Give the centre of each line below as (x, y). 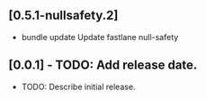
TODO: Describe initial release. (78, 87)
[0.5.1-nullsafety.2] (63, 16)
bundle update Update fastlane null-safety (100, 37)
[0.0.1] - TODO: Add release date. (103, 66)
